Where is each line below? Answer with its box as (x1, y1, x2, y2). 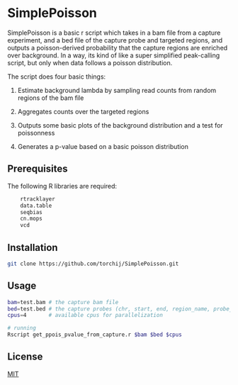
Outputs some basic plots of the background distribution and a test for (17, 121, 223, 129)
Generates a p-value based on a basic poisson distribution (17, 142, 189, 150)
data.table (20, 202, 52, 209)
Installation (7, 241, 58, 253)
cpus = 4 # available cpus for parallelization (7, 312, 163, 319)
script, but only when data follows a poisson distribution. (7, 58, 173, 67)
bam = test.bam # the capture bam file (7, 298, 119, 306)
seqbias (20, 208, 42, 216)
